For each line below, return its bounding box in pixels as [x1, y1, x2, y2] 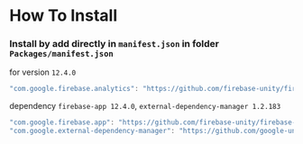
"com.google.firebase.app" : [9, 118, 115, 127]
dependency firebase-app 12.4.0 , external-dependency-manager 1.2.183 [9, 101, 281, 112]
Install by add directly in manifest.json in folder [9, 38, 219, 50]
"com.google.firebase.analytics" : [9, 85, 140, 94]
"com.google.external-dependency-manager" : [9, 127, 176, 136]
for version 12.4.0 [9, 67, 77, 77]
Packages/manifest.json [9, 49, 115, 59]
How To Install [9, 5, 118, 26]
